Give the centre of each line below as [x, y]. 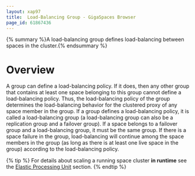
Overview [30, 70]
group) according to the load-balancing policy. [63, 149]
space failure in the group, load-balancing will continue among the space [95, 136]
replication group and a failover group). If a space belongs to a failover [92, 124]
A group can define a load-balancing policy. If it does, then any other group [98, 86]
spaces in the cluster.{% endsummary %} [57, 46]
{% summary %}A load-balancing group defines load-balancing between [95, 40]
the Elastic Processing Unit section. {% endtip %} [66, 167]
